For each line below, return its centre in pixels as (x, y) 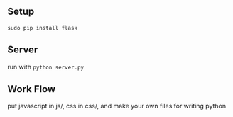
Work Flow (32, 89)
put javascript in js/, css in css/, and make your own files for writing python (117, 106)
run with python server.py (45, 67)
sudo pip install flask (43, 28)
